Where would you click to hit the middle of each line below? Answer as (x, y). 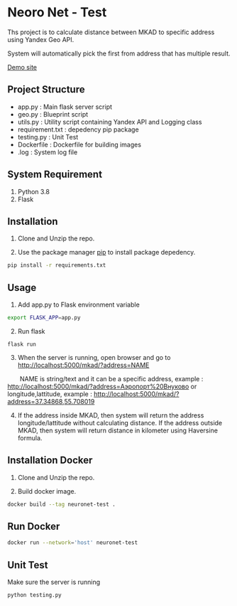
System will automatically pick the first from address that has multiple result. (119, 53)
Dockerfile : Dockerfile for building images (79, 144)
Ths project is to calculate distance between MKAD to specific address (111, 32)
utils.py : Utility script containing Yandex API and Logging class (110, 122)
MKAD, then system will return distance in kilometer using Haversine (118, 430)
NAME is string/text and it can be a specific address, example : (112, 378)
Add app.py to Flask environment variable (78, 305)
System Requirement (55, 175)
